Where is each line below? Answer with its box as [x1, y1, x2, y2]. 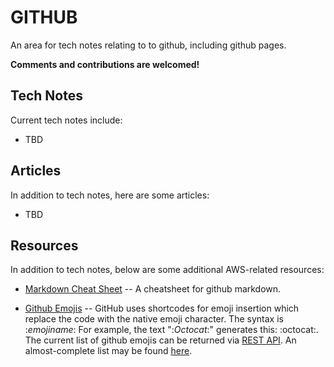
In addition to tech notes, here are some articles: [10, 189, 210, 201]
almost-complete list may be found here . [24, 345, 193, 357]
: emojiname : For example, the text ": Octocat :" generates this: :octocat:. [24, 324, 319, 336]
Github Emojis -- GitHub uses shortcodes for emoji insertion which [24, 302, 300, 315]
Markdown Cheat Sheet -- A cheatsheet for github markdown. [24, 283, 282, 295]
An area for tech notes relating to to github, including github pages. [10, 39, 287, 51]
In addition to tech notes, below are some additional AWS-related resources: [10, 264, 325, 276]
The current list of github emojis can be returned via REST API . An [24, 334, 297, 346]
